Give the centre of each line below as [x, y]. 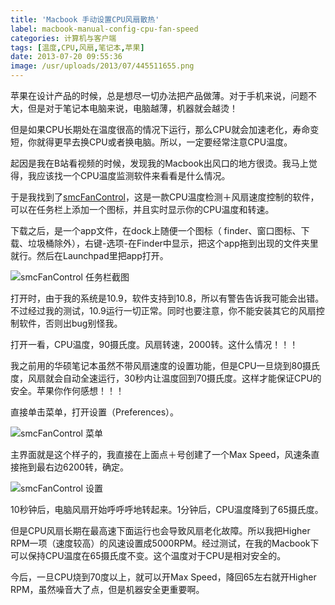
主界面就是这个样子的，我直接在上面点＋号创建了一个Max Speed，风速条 [161, 454]
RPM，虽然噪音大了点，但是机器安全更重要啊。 [107, 589]
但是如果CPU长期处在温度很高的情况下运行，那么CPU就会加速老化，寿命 [160, 129]
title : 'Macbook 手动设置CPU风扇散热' [85, 19]
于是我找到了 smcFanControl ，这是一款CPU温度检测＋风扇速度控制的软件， [165, 197]
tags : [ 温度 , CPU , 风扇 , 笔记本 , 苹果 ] [77, 47]
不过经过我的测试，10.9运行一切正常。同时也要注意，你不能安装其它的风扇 [163, 310]
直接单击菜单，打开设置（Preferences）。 [95, 412]
